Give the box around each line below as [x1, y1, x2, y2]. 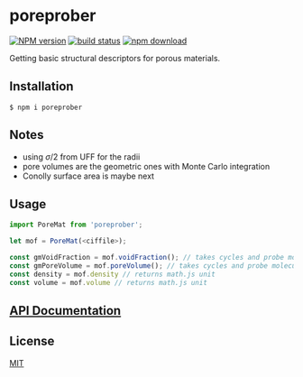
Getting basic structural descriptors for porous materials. [9, 52, 221, 63]
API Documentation [9, 303, 122, 318]
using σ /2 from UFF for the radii [22, 151, 141, 162]
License [9, 334, 55, 349]
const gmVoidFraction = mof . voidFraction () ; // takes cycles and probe [9, 253, 284, 262]
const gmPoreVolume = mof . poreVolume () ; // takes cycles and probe [9, 262, 269, 271]
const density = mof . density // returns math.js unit [9, 270, 216, 279]
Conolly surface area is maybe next [22, 170, 155, 181]
